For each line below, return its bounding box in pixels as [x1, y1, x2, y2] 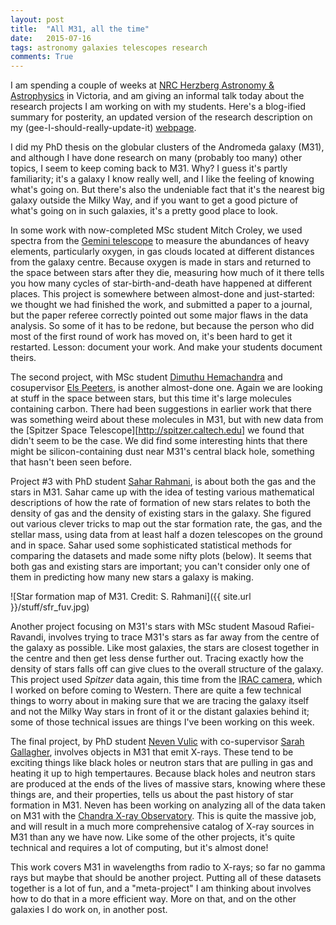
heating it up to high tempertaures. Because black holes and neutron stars [10, 767, 316, 780]
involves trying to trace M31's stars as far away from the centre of [48, 631, 320, 643]
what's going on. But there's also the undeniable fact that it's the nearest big [10, 184, 325, 196]
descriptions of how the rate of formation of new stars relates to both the [10, 497, 311, 509]
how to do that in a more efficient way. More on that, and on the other [10, 893, 297, 905]
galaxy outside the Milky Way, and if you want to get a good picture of [10, 194, 299, 206]
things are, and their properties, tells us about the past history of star [10, 789, 294, 801]
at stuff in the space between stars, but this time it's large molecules [10, 392, 292, 405]
